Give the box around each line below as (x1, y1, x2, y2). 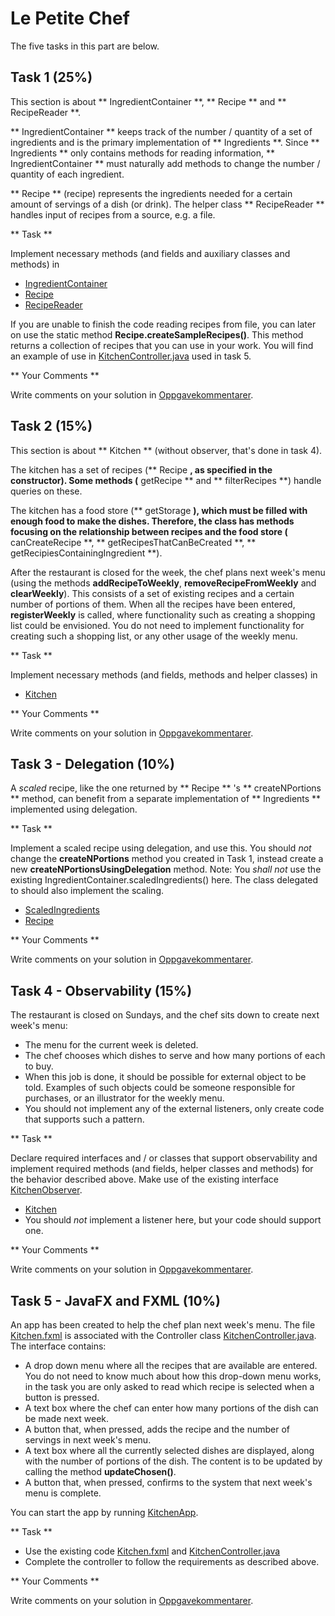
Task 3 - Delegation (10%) (10, 755, 175, 772)
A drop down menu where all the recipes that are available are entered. (24, 1360, 318, 1371)
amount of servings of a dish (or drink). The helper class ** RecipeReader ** (10, 198, 325, 210)
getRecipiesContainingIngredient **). (10, 547, 163, 559)
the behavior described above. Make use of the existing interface (10, 1173, 279, 1186)
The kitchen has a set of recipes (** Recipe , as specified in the (10, 463, 273, 476)
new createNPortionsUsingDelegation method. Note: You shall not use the (10, 863, 322, 876)
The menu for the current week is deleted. (24, 1039, 199, 1051)
